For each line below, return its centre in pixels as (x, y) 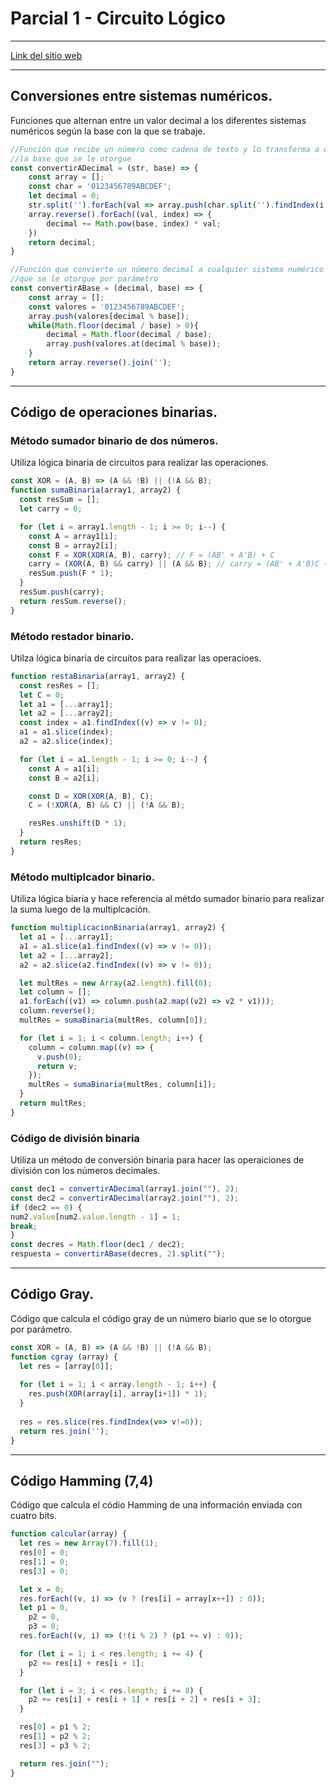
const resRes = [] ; (60, 685)
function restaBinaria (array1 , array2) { (98, 676)
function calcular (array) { (69, 1534)
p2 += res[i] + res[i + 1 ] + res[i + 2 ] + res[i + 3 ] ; (145, 1700)
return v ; (57, 1066)
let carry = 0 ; (51, 509)
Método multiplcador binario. (83, 877)
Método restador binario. (72, 636)
